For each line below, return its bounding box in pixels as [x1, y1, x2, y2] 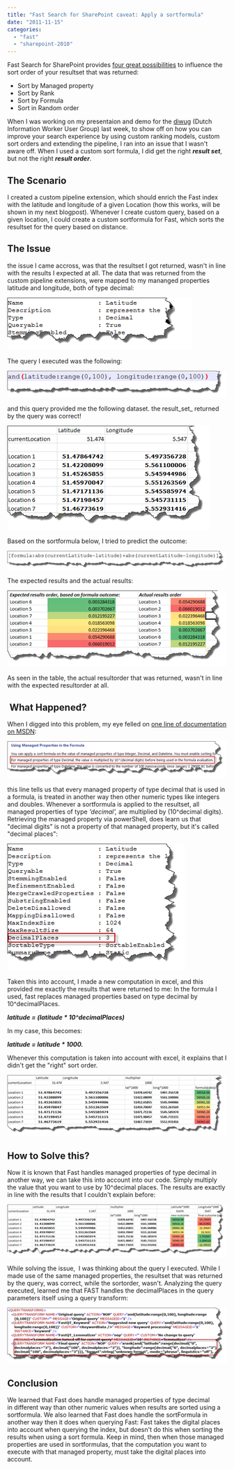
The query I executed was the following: [7, 356, 123, 365]
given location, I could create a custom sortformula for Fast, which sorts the [7, 215, 225, 223]
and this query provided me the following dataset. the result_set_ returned [7, 404, 219, 413]
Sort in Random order [17, 104, 79, 112]
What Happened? [9, 701, 87, 713]
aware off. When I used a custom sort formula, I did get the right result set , [7, 147, 223, 155]
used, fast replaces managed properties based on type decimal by [7, 992, 198, 1000]
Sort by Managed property [17, 82, 94, 90]
